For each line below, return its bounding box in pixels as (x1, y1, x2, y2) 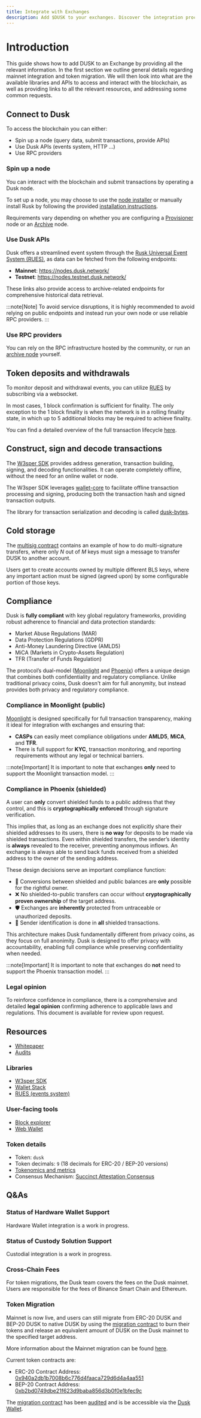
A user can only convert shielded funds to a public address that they (6, 798, 175, 805)
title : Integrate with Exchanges (6, 8, 90, 15)
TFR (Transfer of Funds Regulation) (14, 655, 102, 663)
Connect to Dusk (6, 109, 70, 119)
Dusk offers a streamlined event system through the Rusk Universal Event (6, 249, 188, 256)
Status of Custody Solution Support (6, 1236, 112, 1245)
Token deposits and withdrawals (6, 368, 130, 378)
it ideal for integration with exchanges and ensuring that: (6, 721, 145, 728)
